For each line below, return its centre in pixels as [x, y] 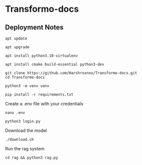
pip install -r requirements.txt [39, 95]
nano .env [15, 113]
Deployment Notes [34, 27]
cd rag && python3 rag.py [31, 158]
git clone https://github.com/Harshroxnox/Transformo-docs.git [71, 73]
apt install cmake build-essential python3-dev [55, 65]
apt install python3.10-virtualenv [42, 56]
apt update [16, 38]
